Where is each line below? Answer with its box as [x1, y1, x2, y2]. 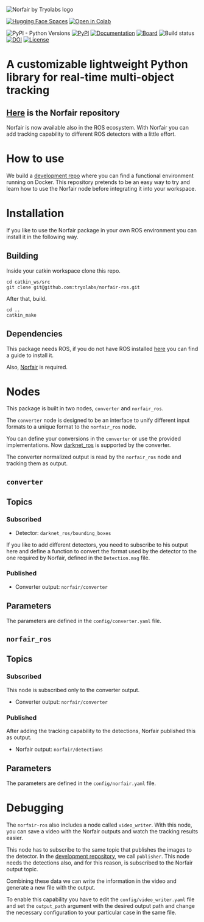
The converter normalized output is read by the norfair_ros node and [6, 453, 181, 461]
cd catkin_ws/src [6, 279, 51, 285]
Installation [6, 207, 65, 220]
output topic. [6, 865, 38, 872]
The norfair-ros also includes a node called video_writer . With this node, [6, 821, 192, 828]
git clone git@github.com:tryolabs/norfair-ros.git [6, 284, 140, 290]
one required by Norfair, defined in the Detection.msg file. [6, 554, 150, 561]
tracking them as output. [6, 460, 68, 467]
